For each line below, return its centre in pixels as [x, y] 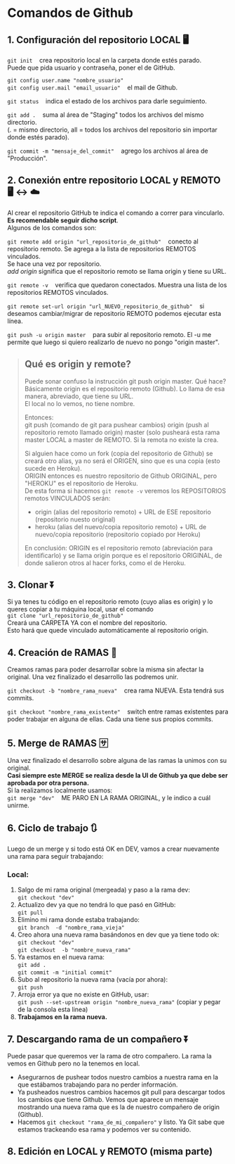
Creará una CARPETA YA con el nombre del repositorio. [87, 623]
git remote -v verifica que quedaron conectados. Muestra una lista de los [117, 285]
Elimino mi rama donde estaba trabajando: [79, 920]
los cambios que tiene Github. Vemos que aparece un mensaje [108, 1099]
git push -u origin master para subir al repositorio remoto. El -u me [109, 334]
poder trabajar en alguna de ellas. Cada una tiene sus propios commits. [110, 719]
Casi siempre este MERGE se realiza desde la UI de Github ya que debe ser [117, 776]
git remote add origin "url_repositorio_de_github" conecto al [103, 241]
